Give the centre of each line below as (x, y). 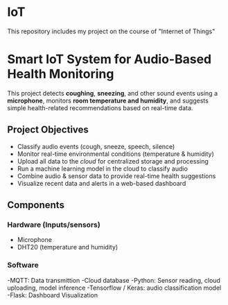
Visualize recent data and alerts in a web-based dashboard (102, 183)
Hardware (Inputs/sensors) (54, 225)
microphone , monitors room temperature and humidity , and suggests (108, 101)
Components (36, 205)
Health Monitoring (61, 74)
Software (23, 265)
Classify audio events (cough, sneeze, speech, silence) (96, 146)
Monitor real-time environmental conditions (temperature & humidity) (116, 154)
